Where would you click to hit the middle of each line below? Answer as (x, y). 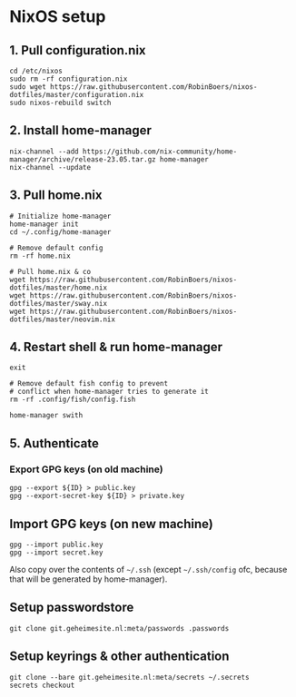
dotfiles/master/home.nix (58, 288)
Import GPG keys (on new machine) (111, 524)
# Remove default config (56, 248)
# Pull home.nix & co (50, 271)
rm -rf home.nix (40, 256)
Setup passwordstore (72, 608)
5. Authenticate (54, 443)
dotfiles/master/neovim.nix (63, 319)
